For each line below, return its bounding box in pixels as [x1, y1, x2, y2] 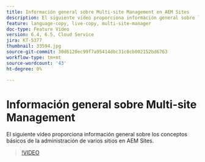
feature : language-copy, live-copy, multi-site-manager [6, 20, 151, 26]
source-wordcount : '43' [6, 60, 67, 66]
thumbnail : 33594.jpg [6, 43, 62, 50]
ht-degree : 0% [6, 65, 43, 72]
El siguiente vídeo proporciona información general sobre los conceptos [6, 131, 188, 138]
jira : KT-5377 [6, 37, 43, 43]
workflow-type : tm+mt [6, 54, 62, 61]
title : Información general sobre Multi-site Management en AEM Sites [6, 9, 190, 15]
